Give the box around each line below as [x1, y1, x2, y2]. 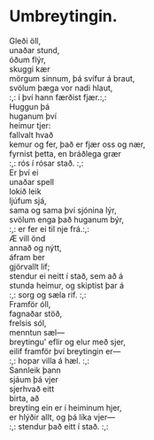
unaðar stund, [9, 44, 60, 55]
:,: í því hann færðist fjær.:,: [9, 91, 107, 103]
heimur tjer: [9, 120, 51, 130]
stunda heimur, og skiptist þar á [9, 280, 125, 290]
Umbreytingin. [9, 6, 118, 27]
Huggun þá [9, 101, 50, 112]
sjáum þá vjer [9, 374, 59, 384]
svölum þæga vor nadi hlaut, [9, 82, 113, 93]
